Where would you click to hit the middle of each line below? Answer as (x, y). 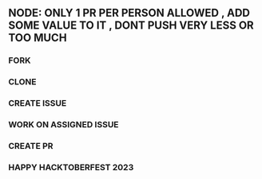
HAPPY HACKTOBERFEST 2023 (71, 167)
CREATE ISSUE (38, 103)
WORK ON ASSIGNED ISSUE (64, 125)
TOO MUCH (38, 38)
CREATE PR (31, 146)
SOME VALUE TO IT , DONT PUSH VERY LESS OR (131, 26)
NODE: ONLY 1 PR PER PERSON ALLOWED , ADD (129, 13)
